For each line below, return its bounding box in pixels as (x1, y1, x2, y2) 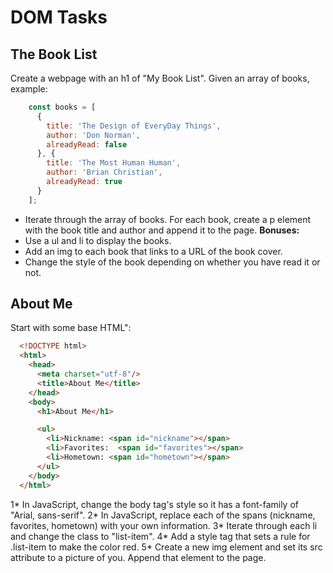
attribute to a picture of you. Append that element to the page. (10, 551, 267, 563)
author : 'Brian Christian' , (46, 167, 163, 178)
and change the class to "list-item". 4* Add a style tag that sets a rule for (10, 530, 311, 542)
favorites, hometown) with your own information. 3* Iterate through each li (10, 519, 318, 531)
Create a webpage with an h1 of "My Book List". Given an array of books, (10, 72, 310, 84)
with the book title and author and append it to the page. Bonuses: (24, 224, 300, 236)
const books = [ (28, 102, 97, 112)
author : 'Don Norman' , (46, 130, 141, 140)
